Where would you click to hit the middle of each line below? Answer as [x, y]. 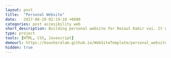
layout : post [19, 10]
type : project [20, 33]
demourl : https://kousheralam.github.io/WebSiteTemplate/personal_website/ [87, 43]
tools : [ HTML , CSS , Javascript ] [39, 38]
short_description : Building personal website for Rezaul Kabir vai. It [84, 29]
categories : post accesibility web [43, 24]
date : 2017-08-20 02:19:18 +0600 [43, 19]
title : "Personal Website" [35, 15]
